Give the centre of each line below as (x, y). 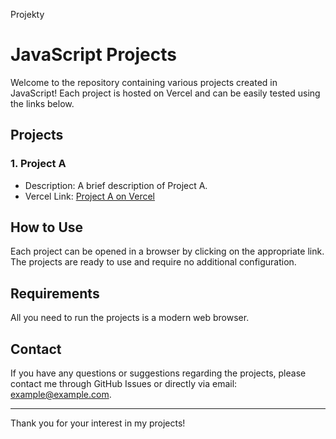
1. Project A (38, 164)
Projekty (27, 14)
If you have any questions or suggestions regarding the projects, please (158, 373)
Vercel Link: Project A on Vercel (90, 196)
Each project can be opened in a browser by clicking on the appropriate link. (167, 251)
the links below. (42, 103)
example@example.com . (61, 395)
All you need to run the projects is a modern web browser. (130, 318)
